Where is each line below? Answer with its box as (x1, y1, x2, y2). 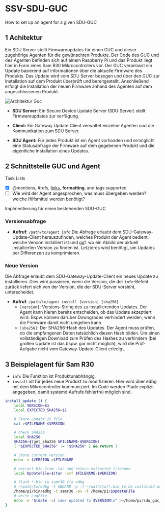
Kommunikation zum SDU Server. (12, 128, 80, 134)
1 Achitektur (5, 34, 43, 42)
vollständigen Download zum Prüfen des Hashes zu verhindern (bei (19, 335, 156, 341)
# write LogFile (14, 494, 48, 499)
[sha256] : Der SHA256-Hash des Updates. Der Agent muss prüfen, (19, 325, 155, 331)
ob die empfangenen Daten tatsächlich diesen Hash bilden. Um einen (19, 330, 160, 336)
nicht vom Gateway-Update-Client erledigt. (38, 346, 125, 352)
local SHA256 (14, 435, 41, 439)
